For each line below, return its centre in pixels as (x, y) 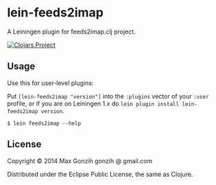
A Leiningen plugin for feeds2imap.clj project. (71, 32)
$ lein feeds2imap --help (44, 123)
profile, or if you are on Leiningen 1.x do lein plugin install (93, 103)
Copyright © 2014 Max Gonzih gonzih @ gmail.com (80, 161)
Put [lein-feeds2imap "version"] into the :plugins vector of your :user (108, 96)
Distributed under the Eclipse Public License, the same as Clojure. (100, 174)
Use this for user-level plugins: (50, 83)
